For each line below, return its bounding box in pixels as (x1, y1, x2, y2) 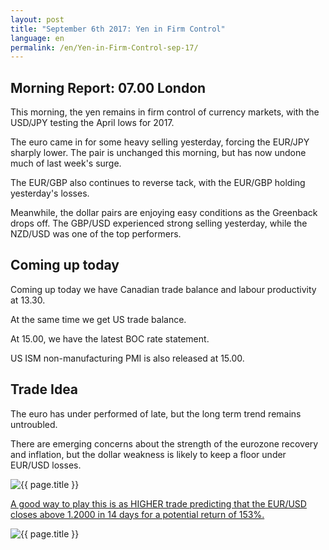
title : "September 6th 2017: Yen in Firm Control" (10, 24, 226, 34)
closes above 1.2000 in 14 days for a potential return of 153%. (10, 508, 265, 520)
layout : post (10, 14, 65, 25)
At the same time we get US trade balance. (10, 313, 187, 325)
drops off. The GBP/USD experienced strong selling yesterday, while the (10, 217, 308, 230)
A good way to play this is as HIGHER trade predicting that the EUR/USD (10, 497, 307, 510)
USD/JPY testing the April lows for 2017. (10, 117, 175, 129)
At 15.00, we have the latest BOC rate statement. (10, 332, 210, 345)
